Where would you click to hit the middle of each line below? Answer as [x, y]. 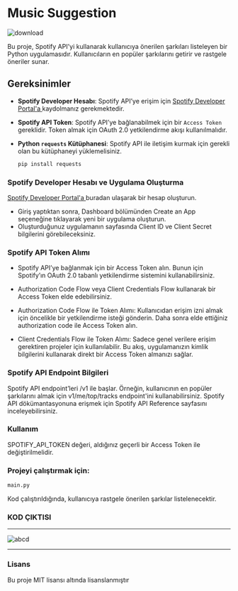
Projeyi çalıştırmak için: [49, 470]
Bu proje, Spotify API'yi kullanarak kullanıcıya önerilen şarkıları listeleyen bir [118, 46]
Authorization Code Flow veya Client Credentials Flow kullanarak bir [117, 289]
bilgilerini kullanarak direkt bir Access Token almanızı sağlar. [105, 354]
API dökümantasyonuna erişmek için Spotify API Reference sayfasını [107, 403]
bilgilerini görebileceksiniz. [56, 234]
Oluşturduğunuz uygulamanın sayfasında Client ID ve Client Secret [115, 226]
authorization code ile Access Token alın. [78, 326]
